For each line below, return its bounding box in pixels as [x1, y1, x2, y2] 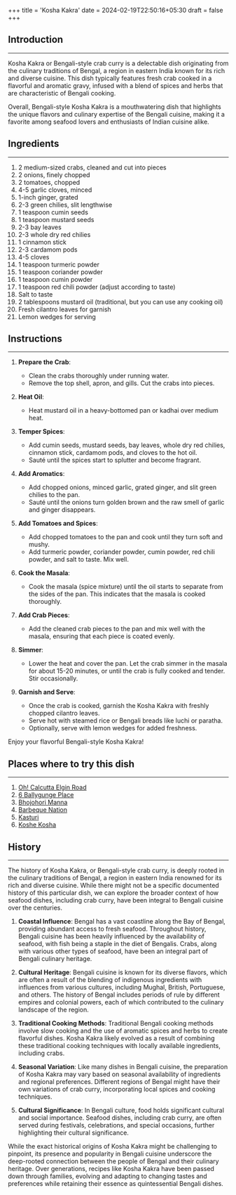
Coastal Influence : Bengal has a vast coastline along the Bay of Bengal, [18, 917, 226, 926]
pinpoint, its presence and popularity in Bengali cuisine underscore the [8, 1149, 212, 1158]
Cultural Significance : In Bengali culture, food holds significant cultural [18, 1106, 225, 1115]
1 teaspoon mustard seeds [18, 215, 95, 224]
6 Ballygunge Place [18, 791, 74, 799]
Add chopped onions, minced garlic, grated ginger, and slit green [28, 483, 216, 491]
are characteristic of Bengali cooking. [8, 89, 116, 97]
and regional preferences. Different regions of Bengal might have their [18, 1078, 221, 1086]
